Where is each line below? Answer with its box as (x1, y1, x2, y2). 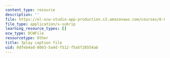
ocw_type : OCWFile (5, 31, 44, 36)
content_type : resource (5, 7, 56, 13)
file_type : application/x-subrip (5, 21, 76, 27)
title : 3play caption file (5, 40, 62, 45)
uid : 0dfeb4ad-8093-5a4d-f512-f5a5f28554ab (5, 45, 99, 50)
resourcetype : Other (5, 36, 49, 41)
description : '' (5, 12, 39, 17)
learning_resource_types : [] (5, 26, 67, 31)
